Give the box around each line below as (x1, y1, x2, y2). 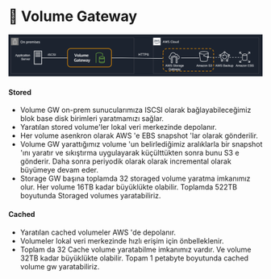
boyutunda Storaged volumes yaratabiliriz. (19, 191, 161, 201)
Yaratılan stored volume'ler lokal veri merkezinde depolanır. (19, 123, 218, 132)
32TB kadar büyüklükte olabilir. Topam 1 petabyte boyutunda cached (19, 253, 248, 263)
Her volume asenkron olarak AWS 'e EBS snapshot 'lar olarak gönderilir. (19, 131, 258, 140)
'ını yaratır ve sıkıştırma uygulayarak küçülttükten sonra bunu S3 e (19, 148, 240, 158)
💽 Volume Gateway (8, 7, 138, 26)
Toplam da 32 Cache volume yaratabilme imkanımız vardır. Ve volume (19, 244, 252, 254)
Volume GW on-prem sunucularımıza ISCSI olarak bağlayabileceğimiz (19, 105, 252, 115)
